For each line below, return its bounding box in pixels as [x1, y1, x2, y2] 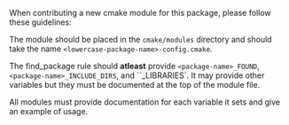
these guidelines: [9, 17, 73, 27]
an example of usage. [9, 106, 89, 116]
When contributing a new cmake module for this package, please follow [9, 8, 272, 18]
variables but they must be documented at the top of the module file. [9, 80, 261, 90]
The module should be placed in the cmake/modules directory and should [9, 35, 272, 44]
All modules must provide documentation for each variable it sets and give [9, 97, 281, 107]
